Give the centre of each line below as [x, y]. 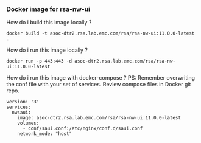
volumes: [28, 124]
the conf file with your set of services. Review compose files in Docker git [99, 85]
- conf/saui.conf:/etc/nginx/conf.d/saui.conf [83, 129]
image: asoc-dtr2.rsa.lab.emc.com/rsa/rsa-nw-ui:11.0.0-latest [99, 118]
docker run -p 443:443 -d [39, 61]
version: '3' [23, 102]
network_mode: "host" [44, 134]
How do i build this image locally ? [49, 23]
